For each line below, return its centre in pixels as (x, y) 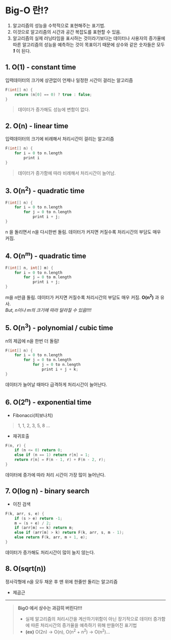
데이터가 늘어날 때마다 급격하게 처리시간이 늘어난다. (56, 384)
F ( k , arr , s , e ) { (25, 514)
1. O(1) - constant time (41, 67)
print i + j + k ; (60, 369)
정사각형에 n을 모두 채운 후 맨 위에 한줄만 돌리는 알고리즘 (62, 581)
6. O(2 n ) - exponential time (48, 402)
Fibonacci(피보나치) (33, 415)
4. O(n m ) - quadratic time (46, 255)
